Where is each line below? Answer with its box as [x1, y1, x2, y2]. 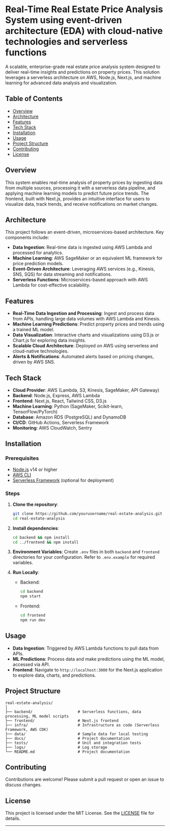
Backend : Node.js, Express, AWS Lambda [12, 393, 100, 398]
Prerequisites [5, 455, 39, 462]
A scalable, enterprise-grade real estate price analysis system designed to [5, 63, 160, 70]
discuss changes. [5, 782, 42, 788]
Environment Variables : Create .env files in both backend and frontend [12, 549, 160, 555]
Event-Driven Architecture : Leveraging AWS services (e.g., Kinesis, [12, 266, 155, 272]
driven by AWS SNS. [12, 359, 56, 365]
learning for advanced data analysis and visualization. [5, 80, 117, 86]
